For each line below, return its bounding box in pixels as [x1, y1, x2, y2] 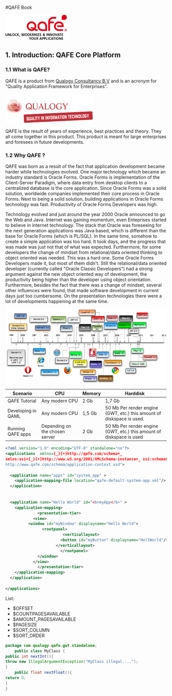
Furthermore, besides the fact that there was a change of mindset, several [5, 281, 162, 288]
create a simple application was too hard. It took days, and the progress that [5, 238, 166, 245]
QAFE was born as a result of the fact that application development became [5, 163, 165, 169]
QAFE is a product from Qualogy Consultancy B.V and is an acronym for [5, 78, 157, 84]
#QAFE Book [5, 5, 32, 10]
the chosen [41, 428, 66, 434]
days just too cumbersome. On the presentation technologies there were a [5, 293, 162, 299]
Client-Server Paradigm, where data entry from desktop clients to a [5, 179, 147, 186]
